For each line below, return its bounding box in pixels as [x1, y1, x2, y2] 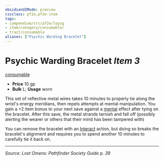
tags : [5, 16, 16, 21]
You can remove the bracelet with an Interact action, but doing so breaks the [5, 125, 159, 132]
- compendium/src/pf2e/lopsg [5, 20, 64, 26]
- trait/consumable [5, 30, 45, 35]
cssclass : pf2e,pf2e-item [5, 12, 58, 17]
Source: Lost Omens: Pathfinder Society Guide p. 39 [5, 150, 111, 156]
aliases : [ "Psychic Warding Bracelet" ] [5, 35, 86, 40]
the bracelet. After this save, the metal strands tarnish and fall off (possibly [5, 111, 155, 117]
